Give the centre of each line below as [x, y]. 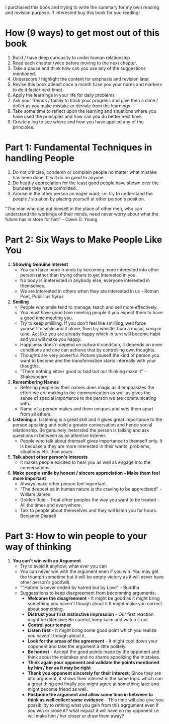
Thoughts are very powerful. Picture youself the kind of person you [90, 355]
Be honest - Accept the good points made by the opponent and [93, 651]
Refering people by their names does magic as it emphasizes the [87, 387]
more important [29, 478]
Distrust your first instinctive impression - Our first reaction [91, 614]
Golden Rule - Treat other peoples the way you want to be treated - [90, 499]
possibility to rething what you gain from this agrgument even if [93, 705]
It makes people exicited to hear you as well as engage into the [85, 462]
